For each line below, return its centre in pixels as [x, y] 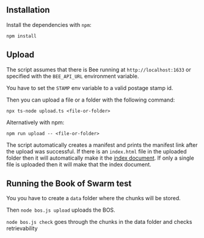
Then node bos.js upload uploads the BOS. [61, 210]
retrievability [22, 228]
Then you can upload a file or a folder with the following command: [91, 100]
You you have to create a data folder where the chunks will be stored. [94, 198]
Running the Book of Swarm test [69, 184]
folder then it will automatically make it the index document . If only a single [100, 158]
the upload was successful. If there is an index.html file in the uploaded [97, 151]
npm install [21, 36]
